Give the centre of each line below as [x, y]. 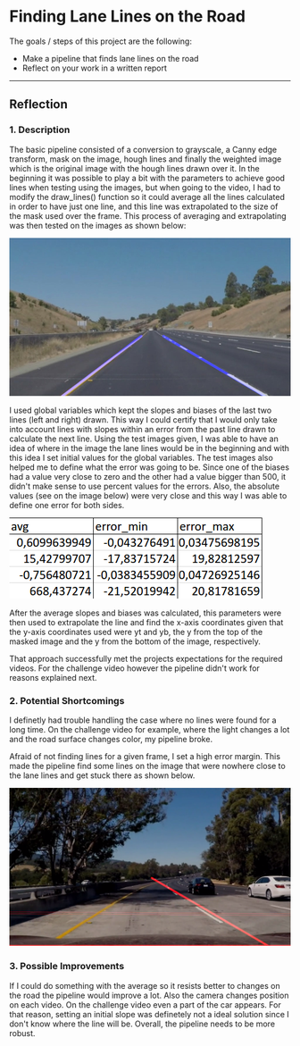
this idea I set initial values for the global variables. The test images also [142, 458]
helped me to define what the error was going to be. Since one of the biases [150, 467]
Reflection [39, 105]
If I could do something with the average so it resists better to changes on [145, 985]
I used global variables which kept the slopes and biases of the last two [141, 410]
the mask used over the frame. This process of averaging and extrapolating [148, 215]
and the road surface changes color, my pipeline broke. [111, 740]
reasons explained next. [53, 678]
